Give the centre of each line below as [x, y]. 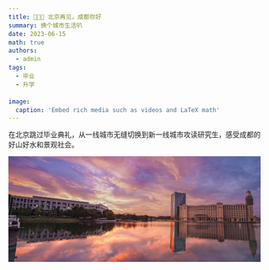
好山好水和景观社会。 [43, 145]
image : [19, 101]
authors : [23, 51]
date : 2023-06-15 [37, 34]
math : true [26, 42]
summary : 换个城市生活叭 [45, 25]
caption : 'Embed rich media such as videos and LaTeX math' [118, 110]
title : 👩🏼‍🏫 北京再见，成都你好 [55, 17]
